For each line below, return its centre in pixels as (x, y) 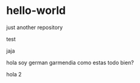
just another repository (35, 27)
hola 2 (14, 74)
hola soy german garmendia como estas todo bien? (70, 62)
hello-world (36, 11)
